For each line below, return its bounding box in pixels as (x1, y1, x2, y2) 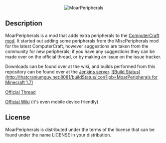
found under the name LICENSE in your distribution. (5, 131, 111, 137)
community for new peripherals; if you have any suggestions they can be (5, 48, 156, 54)
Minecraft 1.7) (5, 79, 33, 85)
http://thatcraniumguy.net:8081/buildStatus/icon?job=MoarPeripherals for (6, 74, 158, 80)
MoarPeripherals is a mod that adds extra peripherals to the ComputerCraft (5, 32, 160, 38)
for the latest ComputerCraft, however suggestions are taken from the (5, 43, 149, 49)
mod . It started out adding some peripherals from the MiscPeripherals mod (5, 37, 159, 43)
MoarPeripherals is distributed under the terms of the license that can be (5, 126, 155, 132)
